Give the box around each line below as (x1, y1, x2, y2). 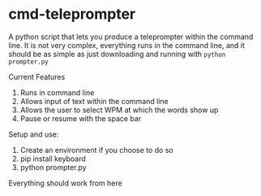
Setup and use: (8, 129, 59, 139)
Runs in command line (19, 87, 95, 98)
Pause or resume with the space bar (19, 113, 142, 123)
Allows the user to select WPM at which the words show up (19, 105, 219, 115)
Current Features (8, 72, 66, 81)
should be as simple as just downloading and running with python (8, 49, 226, 59)
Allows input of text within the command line (19, 96, 169, 106)
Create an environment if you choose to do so (19, 145, 173, 155)
